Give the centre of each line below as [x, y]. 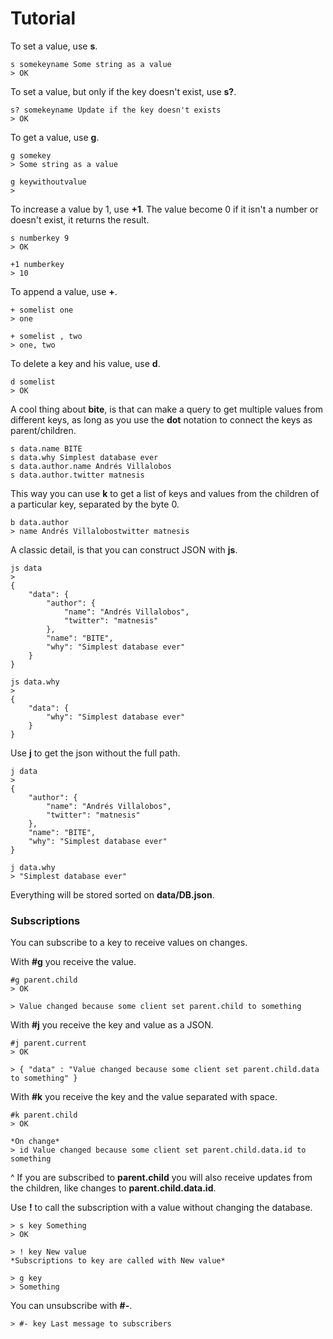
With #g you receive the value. [73, 962]
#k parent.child [44, 1115]
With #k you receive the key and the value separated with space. [144, 1097]
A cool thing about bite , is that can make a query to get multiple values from [167, 409]
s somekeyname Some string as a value [91, 64]
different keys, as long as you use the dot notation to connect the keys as [161, 419]
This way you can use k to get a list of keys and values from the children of [165, 493]
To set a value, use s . [54, 46]
